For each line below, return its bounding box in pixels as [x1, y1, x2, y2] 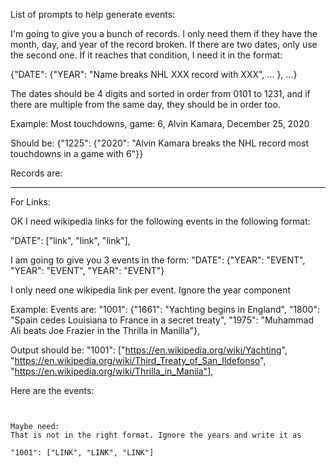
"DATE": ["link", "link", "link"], [10, 235, 131, 246]
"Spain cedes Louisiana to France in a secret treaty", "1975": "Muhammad [10, 314, 314, 326]
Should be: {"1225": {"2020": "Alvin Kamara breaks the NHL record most [10, 137, 310, 149]
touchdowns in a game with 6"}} [10, 148, 144, 159]
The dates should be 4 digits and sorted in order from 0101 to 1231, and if [10, 88, 311, 99]
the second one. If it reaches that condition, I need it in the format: [10, 49, 283, 61]
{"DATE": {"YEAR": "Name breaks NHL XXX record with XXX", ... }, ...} [10, 69, 298, 80]
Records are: [10, 167, 63, 179]
